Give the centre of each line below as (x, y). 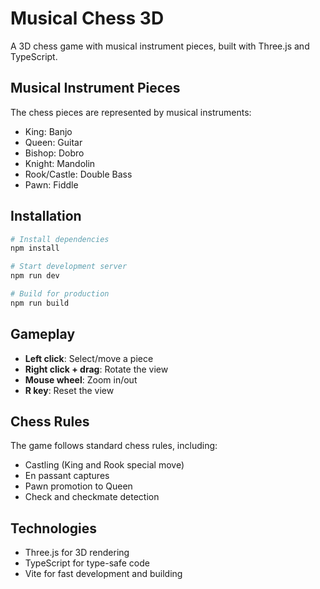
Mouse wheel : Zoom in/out (81, 379)
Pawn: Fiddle (51, 184)
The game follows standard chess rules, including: (114, 446)
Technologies (54, 528)
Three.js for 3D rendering (77, 553)
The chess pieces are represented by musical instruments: (131, 112)
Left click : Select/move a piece (89, 358)
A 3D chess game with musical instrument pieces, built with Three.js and (160, 46)
